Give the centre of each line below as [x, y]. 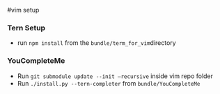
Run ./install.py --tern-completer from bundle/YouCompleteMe [109, 83]
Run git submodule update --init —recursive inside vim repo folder [115, 76]
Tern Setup [26, 28]
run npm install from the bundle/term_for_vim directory [96, 43]
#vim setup [23, 10]
